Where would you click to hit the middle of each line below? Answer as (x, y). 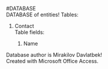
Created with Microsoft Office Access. (52, 61)
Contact (24, 26)
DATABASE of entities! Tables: (42, 15)
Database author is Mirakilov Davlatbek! (54, 55)
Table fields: (29, 32)
